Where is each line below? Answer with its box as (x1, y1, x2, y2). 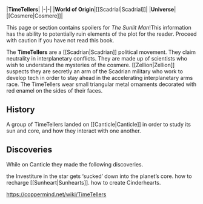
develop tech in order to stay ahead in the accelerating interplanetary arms (6, 74, 193, 81)
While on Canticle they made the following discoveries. (6, 160, 144, 168)
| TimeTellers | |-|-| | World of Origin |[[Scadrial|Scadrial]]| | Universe (6, 6, 175, 13)
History (6, 105, 35, 115)
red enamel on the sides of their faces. (6, 87, 103, 94)
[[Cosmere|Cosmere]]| (6, 12, 63, 19)
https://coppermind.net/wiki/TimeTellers (6, 191, 107, 198)
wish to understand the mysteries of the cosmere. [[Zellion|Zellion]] (6, 61, 175, 68)
